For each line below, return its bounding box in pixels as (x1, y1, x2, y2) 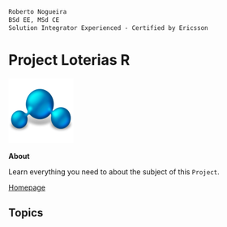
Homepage (8, 182, 46, 192)
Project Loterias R (8, 51, 131, 70)
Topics (8, 206, 44, 220)
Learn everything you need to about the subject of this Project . (8, 166, 221, 177)
